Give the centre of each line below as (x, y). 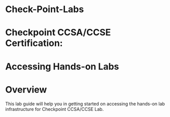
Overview (26, 89)
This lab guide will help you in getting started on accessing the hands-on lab (85, 104)
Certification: (34, 43)
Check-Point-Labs (45, 9)
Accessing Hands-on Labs (62, 66)
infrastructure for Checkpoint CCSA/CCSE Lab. (55, 109)
